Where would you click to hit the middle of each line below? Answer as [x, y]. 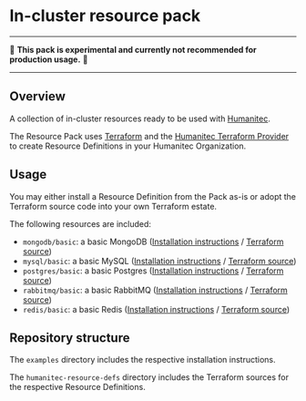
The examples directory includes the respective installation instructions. [143, 360]
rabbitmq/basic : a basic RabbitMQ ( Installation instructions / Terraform [155, 290]
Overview [38, 97]
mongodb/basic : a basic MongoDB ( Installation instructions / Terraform [153, 242]
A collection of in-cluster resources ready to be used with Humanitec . [140, 118]
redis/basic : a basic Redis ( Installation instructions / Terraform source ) [156, 309]
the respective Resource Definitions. [77, 387]
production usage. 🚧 [49, 59]
